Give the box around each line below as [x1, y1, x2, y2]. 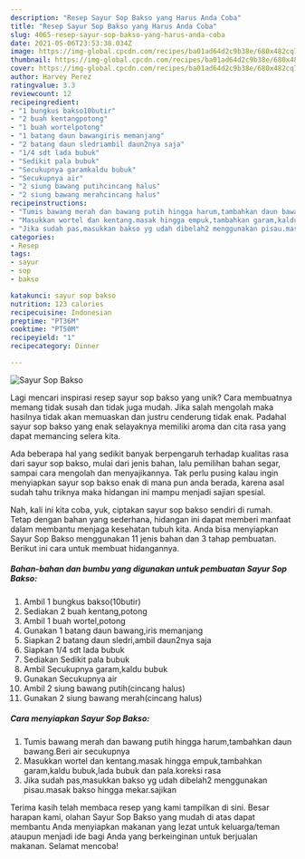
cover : [10, 64, 35, 73]
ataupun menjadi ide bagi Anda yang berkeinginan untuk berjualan [10, 831, 258, 842]
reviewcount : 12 [10, 89, 71, 98]
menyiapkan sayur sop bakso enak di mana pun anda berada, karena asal [10, 477, 284, 488]
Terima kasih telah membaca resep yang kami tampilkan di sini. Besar [10, 802, 270, 813]
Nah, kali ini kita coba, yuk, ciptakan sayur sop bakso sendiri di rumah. [10, 504, 273, 515]
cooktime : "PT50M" [10, 325, 80, 334]
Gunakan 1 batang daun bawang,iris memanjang [23, 625, 204, 636]
